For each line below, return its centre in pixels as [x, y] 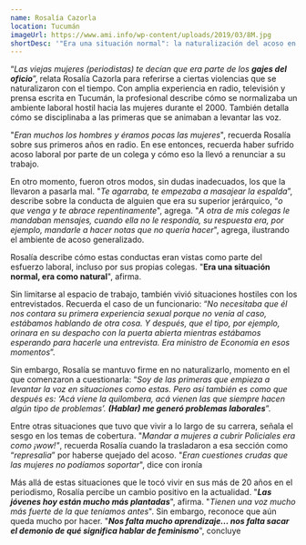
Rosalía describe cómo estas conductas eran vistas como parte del [137, 257]
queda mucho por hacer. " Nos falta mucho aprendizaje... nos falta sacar [150, 521]
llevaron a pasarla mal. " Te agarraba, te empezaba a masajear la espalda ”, [152, 191]
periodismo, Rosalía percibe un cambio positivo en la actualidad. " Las [141, 492]
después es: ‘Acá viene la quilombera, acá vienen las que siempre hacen [148, 399]
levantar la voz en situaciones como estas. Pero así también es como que [149, 389]
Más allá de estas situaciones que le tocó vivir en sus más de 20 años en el [152, 482]
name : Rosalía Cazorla [53, 18]
